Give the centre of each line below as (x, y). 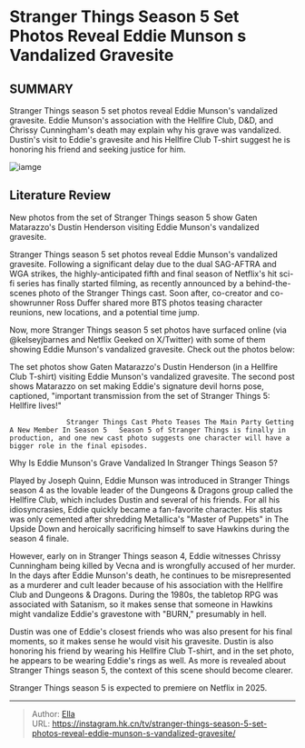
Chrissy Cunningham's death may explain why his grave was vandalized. (145, 130)
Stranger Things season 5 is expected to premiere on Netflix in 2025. (138, 687)
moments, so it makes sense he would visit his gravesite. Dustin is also (142, 641)
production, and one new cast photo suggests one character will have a (150, 438)
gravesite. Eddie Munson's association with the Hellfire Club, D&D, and (142, 120)
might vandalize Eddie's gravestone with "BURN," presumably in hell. (138, 613)
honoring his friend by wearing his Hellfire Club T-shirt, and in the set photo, (152, 651)
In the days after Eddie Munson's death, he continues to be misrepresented (150, 575)
